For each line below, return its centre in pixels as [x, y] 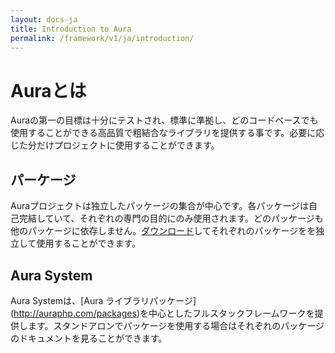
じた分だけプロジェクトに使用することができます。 [115, 145]
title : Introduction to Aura [71, 29]
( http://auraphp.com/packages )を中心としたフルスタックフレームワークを [162, 313]
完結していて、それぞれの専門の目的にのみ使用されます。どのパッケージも [171, 218]
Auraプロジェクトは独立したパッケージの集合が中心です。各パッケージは [160, 206]
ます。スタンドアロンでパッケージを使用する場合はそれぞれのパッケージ [176, 325]
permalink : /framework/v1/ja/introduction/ [102, 38]
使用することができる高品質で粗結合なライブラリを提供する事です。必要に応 [167, 133]
